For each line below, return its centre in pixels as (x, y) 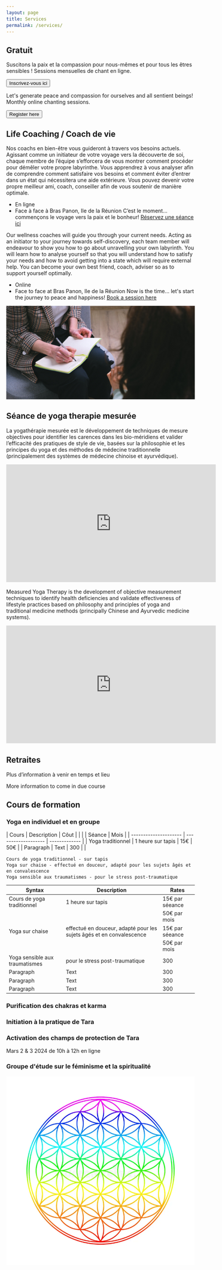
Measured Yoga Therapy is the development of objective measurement (94, 592)
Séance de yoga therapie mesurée (71, 416)
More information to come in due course (56, 786)
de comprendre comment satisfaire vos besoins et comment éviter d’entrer (98, 174)
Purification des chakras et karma (56, 1006)
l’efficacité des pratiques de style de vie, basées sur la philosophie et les (96, 443)
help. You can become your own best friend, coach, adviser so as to (90, 267)
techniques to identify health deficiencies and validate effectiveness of (94, 598)
